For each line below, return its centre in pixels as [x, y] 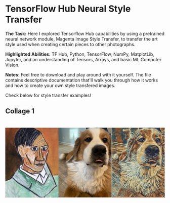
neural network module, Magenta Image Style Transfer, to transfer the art [81, 39]
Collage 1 [20, 111]
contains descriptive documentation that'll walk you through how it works [82, 80]
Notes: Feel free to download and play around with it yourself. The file [78, 74]
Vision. [12, 65]
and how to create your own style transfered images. [60, 85]
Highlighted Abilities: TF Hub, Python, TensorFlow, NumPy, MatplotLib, [80, 54]
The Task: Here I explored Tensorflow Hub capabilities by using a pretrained [85, 33]
